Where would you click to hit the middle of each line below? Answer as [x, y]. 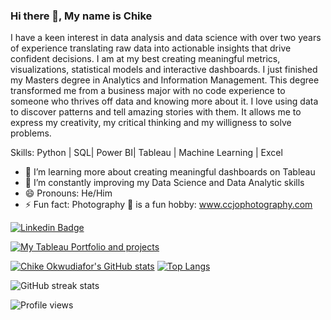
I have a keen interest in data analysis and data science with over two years [166, 38]
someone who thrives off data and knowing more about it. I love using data [164, 101]
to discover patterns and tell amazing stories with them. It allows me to [156, 112]
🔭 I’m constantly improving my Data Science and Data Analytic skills [164, 183]
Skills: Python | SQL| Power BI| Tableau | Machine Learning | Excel [146, 153]
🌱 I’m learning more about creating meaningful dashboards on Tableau [170, 172]
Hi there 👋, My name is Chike [81, 16]
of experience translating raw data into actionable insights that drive [151, 48]
